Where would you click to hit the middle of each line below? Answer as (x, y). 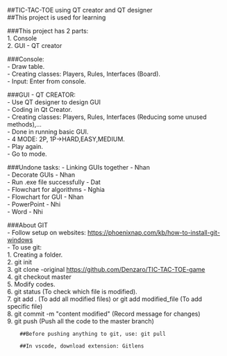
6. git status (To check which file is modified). (72, 292)
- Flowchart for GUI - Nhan (45, 197)
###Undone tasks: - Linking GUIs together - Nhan (79, 167)
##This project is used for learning (57, 17)
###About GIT (28, 225)
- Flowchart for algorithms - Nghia (56, 189)
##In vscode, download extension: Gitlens (82, 346)
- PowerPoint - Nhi (34, 204)
